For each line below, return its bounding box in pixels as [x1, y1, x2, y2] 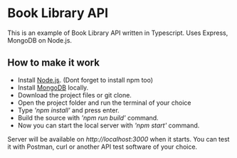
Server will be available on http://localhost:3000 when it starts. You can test [7, 135, 230, 143]
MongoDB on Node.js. [7, 36, 73, 44]
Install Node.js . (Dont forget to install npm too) [17, 75, 154, 84]
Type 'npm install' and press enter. [17, 105, 120, 115]
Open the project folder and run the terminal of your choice [17, 98, 191, 107]
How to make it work [7, 57, 100, 69]
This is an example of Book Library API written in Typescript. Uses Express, [7, 28, 228, 37]
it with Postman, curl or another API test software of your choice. [7, 142, 198, 151]
